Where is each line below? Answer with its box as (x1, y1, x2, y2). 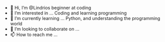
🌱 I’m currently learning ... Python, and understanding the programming (10, 15, 160, 21)
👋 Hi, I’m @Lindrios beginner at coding (10, 5, 91, 10)
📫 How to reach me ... (10, 31, 58, 37)
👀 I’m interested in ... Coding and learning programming (10, 10, 127, 16)
